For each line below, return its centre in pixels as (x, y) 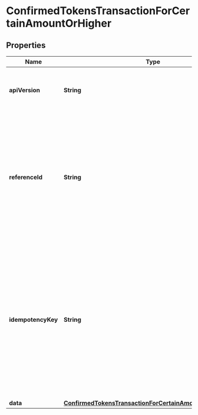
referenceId (26, 177)
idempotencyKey (34, 320)
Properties (26, 45)
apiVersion (24, 90)
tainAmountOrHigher (59, 23)
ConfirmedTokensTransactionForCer (98, 11)
